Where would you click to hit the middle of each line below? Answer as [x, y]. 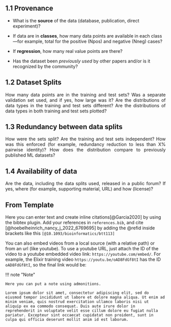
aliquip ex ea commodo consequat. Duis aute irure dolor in [70, 306]
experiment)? [26, 26]
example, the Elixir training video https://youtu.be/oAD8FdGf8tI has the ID [83, 259]
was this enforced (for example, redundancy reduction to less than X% [85, 144]
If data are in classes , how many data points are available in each [81, 36]
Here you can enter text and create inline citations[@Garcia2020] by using [83, 217]
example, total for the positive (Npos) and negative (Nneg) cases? [94, 41]
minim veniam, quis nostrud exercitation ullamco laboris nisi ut [77, 302]
